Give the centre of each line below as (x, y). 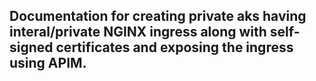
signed (31, 47)
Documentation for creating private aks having (158, 16)
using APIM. (48, 63)
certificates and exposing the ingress (174, 47)
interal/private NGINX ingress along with (138, 32)
